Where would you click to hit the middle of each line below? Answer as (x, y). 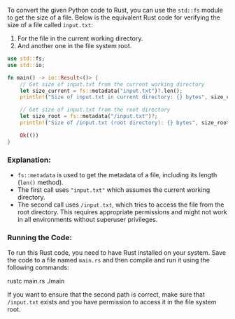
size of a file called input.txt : (50, 25)
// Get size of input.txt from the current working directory (112, 84)
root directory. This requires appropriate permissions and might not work (122, 212)
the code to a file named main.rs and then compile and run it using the (108, 260)
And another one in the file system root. (74, 46)
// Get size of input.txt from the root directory (95, 110)
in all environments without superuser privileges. (87, 219)
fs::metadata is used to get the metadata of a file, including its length (117, 175)
